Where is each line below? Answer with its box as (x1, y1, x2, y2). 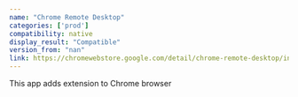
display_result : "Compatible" (9, 37, 122, 47)
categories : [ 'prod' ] (9, 21, 90, 30)
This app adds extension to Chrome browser (9, 78, 172, 88)
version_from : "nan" (9, 46, 86, 55)
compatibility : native (9, 29, 93, 38)
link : (9, 54, 29, 63)
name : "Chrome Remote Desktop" (9, 12, 125, 22)
